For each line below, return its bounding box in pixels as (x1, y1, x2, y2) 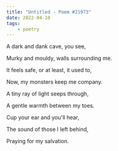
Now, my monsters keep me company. (6, 78, 103, 86)
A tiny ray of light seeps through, (6, 90, 89, 98)
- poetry (17, 26, 40, 32)
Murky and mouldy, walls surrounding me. (6, 54, 112, 62)
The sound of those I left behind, (6, 126, 89, 133)
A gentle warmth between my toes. (6, 102, 95, 109)
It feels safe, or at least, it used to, (6, 67, 92, 74)
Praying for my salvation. (6, 138, 69, 145)
